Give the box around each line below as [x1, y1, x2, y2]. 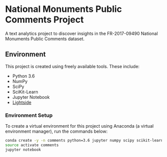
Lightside [12, 99, 31, 105]
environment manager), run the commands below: [5, 128, 108, 135]
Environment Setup [5, 112, 53, 119]
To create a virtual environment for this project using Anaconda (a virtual [5, 123, 154, 129]
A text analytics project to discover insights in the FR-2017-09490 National [5, 30, 158, 36]
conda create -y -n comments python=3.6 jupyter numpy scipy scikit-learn [5, 138, 164, 143]
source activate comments [5, 143, 59, 148]
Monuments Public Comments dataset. [5, 36, 85, 42]
